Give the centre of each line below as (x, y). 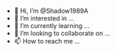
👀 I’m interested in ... (44, 18)
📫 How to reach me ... (47, 41)
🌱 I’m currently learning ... (52, 26)
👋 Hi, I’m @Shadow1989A (51, 11)
